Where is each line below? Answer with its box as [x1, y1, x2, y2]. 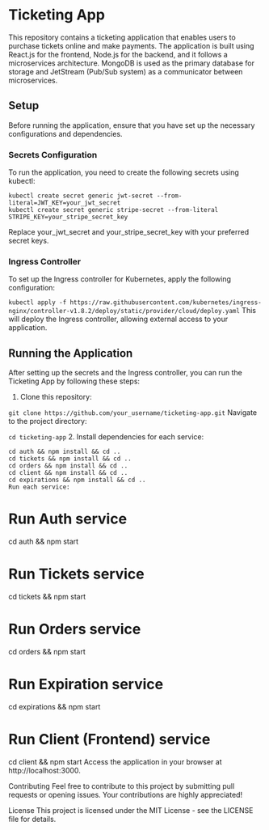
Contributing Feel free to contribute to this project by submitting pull [8, 781, 235, 790]
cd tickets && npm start [8, 592, 86, 602]
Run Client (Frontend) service [8, 730, 211, 749]
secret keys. [8, 236, 49, 246]
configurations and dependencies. [8, 129, 123, 138]
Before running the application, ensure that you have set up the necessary [8, 120, 255, 130]
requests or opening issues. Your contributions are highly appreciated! [8, 790, 243, 799]
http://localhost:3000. [8, 765, 81, 775]
